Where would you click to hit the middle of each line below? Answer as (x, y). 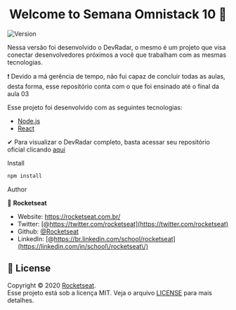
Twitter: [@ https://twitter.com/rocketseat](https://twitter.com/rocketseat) (123, 224)
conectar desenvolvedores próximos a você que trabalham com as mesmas (117, 55)
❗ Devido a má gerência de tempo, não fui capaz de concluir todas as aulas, (117, 76)
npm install (25, 176)
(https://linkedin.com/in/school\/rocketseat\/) (83, 246)
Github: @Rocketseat (48, 231)
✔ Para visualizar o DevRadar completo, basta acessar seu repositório (109, 142)
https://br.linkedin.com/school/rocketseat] (114, 238)
